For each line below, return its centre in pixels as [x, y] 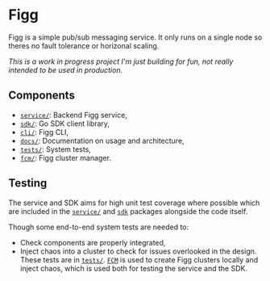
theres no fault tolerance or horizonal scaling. [84, 45]
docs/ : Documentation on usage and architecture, [102, 140]
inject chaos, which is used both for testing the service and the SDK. [134, 268]
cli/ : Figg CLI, [44, 132]
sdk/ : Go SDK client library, [65, 124]
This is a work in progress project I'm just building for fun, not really [121, 61]
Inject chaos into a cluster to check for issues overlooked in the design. [138, 251]
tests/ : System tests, [55, 149]
